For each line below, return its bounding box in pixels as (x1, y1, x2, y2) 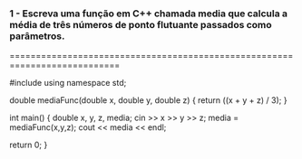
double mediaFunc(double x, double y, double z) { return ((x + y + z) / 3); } (9, 95, 287, 106)
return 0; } (9, 139, 48, 151)
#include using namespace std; (9, 78, 127, 89)
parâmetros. (9, 30, 65, 42)
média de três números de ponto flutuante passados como (9, 18, 272, 31)
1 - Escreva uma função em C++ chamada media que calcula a (9, 7, 288, 20)
